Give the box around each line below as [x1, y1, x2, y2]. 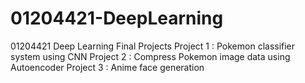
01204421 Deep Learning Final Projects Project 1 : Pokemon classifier [10, 40, 296, 52]
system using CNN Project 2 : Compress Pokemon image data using [10, 50, 291, 62]
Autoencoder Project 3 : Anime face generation [10, 61, 205, 73]
